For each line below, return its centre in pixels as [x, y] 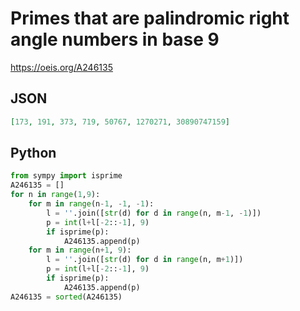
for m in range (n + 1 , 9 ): [80, 250]
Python [33, 153]
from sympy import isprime [66, 176]
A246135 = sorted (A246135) [66, 297]
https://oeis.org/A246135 [61, 67]
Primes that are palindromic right [150, 18]
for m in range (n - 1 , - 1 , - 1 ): [91, 204]
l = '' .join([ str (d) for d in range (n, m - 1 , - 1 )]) [154, 213]
